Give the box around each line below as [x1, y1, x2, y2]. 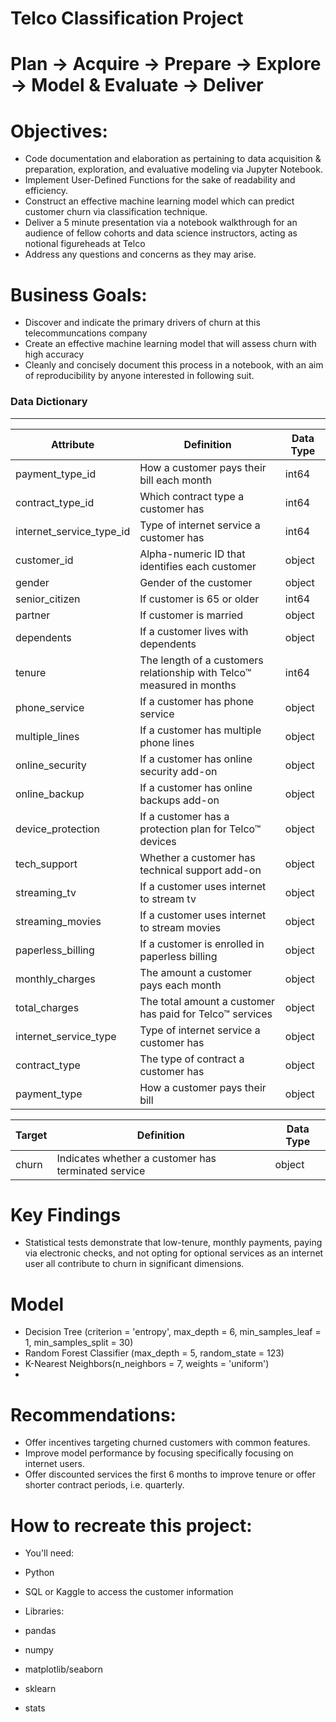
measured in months [139, 678, 237, 692]
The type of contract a [139, 1052, 245, 1066]
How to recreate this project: [10, 1514, 253, 1537]
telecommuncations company [24, 327, 148, 339]
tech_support [15, 857, 78, 871]
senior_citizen [15, 592, 81, 606]
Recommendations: [10, 1403, 177, 1426]
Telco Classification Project [10, 7, 244, 30]
